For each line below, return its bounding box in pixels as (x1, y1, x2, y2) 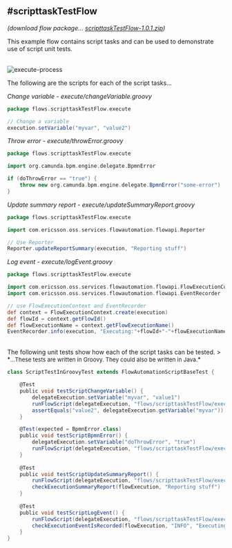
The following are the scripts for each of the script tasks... (7, 79, 173, 87)
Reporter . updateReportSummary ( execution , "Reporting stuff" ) (7, 245, 187, 252)
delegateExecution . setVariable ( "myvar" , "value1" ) (32, 394, 181, 401)
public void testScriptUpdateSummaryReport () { (19, 471, 159, 478)
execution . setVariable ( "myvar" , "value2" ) (7, 124, 131, 131)
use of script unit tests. (7, 44, 72, 53)
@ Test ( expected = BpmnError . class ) (19, 426, 122, 433)
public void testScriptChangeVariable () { (19, 388, 144, 395)
